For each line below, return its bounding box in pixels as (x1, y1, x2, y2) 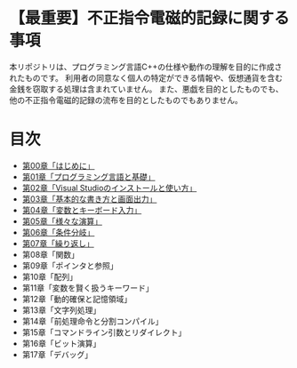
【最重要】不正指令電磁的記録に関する (9, 8, 291, 28)
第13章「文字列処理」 (21, 304, 101, 316)
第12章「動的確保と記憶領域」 (21, 293, 132, 304)
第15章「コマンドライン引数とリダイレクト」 (21, 326, 187, 338)
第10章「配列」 (21, 271, 78, 282)
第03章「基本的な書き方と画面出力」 (21, 193, 157, 204)
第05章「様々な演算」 (21, 215, 102, 227)
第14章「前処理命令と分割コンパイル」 (21, 316, 164, 326)
